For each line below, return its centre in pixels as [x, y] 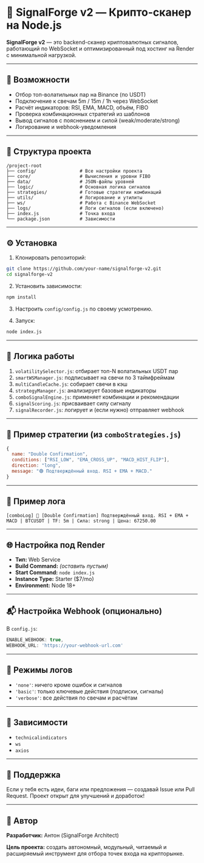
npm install [21, 297]
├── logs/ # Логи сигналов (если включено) [85, 208]
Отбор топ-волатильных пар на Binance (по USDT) [80, 94]
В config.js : [22, 629]
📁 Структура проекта [49, 152]
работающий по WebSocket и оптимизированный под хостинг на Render [100, 49]
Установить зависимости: [48, 286]
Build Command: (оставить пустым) [62, 566]
